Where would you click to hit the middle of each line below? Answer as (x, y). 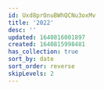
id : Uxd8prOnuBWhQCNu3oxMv (52, 15)
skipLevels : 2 (31, 74)
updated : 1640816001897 (47, 37)
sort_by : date (31, 59)
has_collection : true (43, 52)
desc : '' (22, 30)
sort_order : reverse (42, 67)
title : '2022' (31, 23)
